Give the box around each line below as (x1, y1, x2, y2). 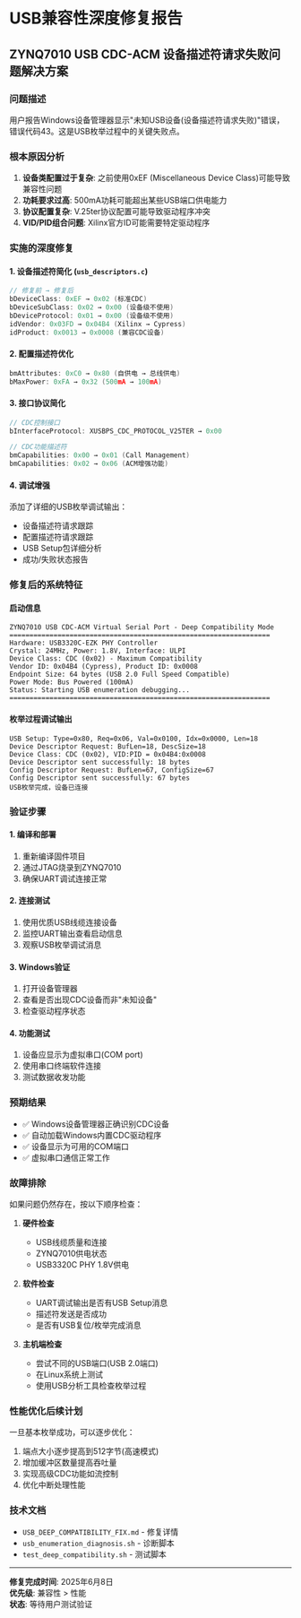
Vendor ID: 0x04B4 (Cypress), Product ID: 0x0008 (9, 662, 199, 671)
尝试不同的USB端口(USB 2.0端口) (35, 1357, 159, 1368)
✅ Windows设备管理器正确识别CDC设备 (21, 1118, 170, 1129)
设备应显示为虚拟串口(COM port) (21, 1050, 143, 1060)
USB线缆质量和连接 (35, 1236, 107, 1247)
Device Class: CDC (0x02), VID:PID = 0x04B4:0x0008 (9, 749, 206, 758)
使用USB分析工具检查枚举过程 (35, 1380, 147, 1390)
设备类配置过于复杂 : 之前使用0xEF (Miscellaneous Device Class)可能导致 (21, 172, 291, 184)
